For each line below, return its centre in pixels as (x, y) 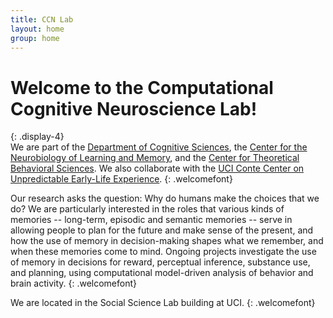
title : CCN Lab (42, 19)
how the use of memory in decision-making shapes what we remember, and (167, 241)
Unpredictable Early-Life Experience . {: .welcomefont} (121, 179)
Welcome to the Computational (142, 87)
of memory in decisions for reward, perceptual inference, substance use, (160, 262)
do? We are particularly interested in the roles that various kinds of (147, 209)
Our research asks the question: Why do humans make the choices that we (165, 198)
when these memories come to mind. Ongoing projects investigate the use (163, 252)
